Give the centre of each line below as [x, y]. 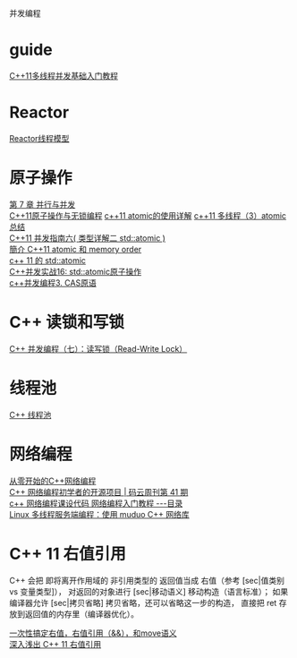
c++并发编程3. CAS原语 [53, 282]
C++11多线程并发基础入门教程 [64, 75]
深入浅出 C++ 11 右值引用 [55, 644]
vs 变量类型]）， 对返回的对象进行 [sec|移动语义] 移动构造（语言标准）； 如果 [149, 591]
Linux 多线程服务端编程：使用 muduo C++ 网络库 [99, 514]
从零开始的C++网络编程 [53, 481]
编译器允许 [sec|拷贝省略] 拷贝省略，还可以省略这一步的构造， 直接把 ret [143, 602]
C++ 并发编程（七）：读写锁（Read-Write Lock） [98, 348]
